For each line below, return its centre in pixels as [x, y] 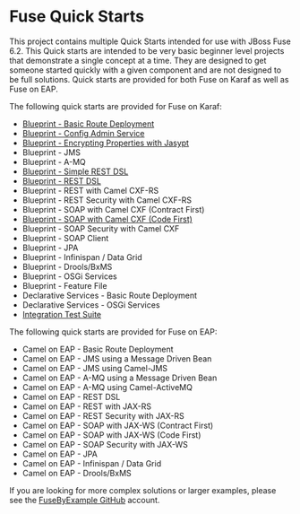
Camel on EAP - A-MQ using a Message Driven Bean [120, 378]
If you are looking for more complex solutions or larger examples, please [143, 490]
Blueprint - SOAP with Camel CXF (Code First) [107, 219]
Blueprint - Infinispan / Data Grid [82, 257]
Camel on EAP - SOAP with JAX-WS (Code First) [111, 435]
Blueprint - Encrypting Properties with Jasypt [106, 143]
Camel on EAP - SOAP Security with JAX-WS [105, 444]
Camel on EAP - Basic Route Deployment [98, 349]
